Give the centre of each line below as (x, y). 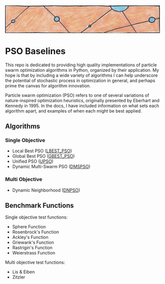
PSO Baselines (35, 51)
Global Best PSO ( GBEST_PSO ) (43, 156)
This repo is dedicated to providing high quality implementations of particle (81, 65)
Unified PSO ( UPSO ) (33, 161)
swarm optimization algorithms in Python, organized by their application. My (82, 70)
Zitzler (19, 277)
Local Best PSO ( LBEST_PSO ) (42, 151)
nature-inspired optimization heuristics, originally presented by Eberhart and (82, 100)
